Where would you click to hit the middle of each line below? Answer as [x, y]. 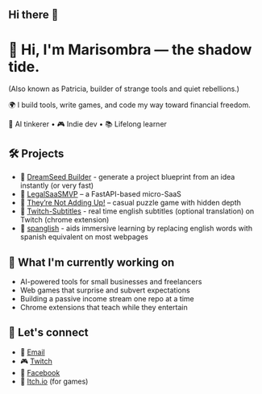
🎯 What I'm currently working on [91, 262]
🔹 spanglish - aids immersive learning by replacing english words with [136, 228]
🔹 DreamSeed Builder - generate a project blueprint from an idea [127, 177]
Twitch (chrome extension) [64, 220]
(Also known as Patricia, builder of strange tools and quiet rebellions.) [124, 89]
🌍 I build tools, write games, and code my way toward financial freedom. [130, 105]
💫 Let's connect [48, 332]
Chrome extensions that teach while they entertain [104, 307]
